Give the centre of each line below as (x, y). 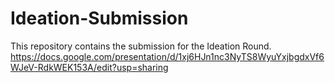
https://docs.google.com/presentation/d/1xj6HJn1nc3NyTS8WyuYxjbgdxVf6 (167, 56)
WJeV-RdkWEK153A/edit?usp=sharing (89, 67)
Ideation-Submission (99, 18)
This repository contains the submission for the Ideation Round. (141, 46)
